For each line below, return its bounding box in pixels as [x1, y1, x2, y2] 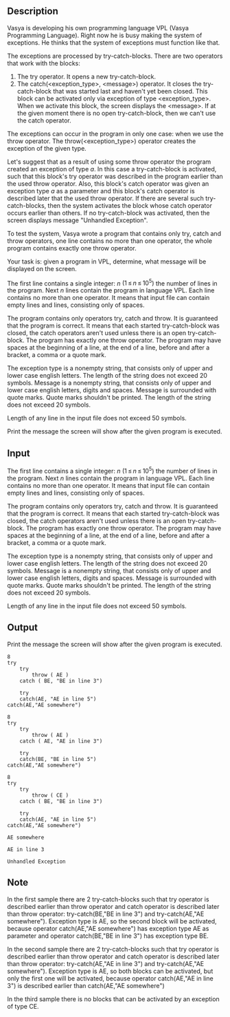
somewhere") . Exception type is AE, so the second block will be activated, [7, 917, 217, 925]
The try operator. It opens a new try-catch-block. [16, 72, 157, 81]
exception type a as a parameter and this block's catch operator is [7, 186, 195, 195]
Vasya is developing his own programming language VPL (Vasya [7, 23, 189, 32]
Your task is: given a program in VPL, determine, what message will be [7, 257, 207, 266]
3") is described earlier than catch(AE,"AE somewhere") [7, 981, 165, 989]
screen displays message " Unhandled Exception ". [7, 216, 148, 224]
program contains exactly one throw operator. [7, 244, 137, 252]
